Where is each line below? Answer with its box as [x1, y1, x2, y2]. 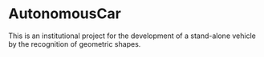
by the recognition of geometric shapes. [8, 39, 141, 48]
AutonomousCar [8, 5, 122, 23]
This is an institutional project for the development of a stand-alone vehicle [8, 31, 257, 40]
